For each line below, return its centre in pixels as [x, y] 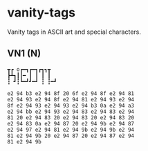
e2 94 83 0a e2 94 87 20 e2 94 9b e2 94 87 [71, 123]
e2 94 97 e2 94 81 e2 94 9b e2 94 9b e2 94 [71, 130]
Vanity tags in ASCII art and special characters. [74, 32]
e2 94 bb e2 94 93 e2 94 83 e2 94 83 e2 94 [71, 112]
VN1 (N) [24, 53]
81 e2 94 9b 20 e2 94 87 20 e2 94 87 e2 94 [71, 136]
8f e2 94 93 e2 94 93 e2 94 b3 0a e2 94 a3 [71, 105]
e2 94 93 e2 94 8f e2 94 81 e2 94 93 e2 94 [71, 99]
